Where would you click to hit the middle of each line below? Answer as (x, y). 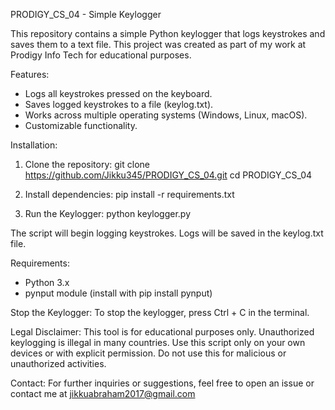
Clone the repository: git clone (87, 164)
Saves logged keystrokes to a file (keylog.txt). (119, 104)
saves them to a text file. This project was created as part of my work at (158, 44)
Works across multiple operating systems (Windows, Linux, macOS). (166, 115)
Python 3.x (47, 282)
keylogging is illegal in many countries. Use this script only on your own (158, 342)
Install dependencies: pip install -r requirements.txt (129, 194)
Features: (30, 74)
